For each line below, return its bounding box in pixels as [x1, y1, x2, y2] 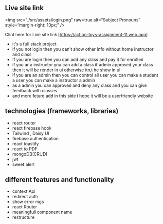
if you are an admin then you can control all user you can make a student [12, 72, 158, 78]
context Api [12, 188, 36, 194]
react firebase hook [12, 125, 52, 131]
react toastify [12, 141, 39, 146]
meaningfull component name [12, 209, 72, 215]
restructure [12, 214, 35, 220]
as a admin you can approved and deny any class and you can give [12, 82, 147, 88]
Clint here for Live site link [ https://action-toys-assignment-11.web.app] [5, 31, 148, 37]
